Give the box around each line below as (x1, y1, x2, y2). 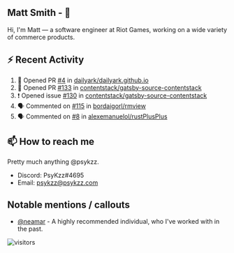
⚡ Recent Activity (7, 54, 85, 66)
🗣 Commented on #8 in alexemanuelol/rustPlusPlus (17, 112, 168, 121)
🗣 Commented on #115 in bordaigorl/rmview (17, 102, 147, 110)
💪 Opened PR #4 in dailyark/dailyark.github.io (17, 76, 149, 84)
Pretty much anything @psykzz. (7, 158, 99, 166)
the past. (17, 224, 43, 233)
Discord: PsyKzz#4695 (17, 171, 85, 180)
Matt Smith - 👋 (7, 7, 71, 19)
